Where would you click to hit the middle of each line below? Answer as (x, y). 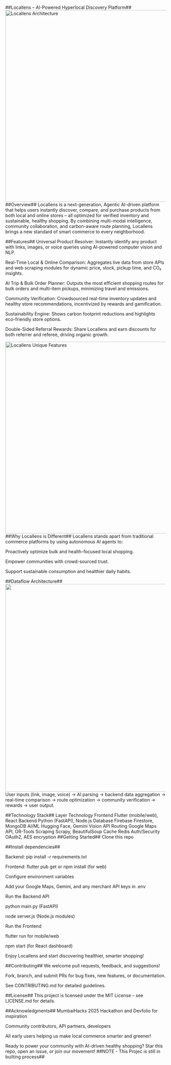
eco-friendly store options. (33, 319)
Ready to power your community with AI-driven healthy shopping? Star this (84, 1046)
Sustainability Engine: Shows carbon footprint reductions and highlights (80, 314)
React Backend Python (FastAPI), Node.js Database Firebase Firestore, (79, 821)
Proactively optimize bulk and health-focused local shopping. (69, 551)
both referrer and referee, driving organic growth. (57, 335)
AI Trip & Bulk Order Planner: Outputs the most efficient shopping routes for (84, 283)
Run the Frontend (23, 926)
